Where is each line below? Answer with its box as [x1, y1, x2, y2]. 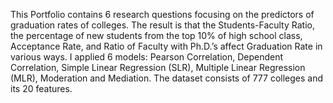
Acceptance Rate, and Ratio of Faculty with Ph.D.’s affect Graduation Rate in [10, 40, 323, 52]
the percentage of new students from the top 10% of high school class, [10, 30, 303, 41]
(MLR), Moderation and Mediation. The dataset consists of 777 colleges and [10, 72, 324, 84]
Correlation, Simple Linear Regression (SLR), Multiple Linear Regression [10, 62, 306, 73]
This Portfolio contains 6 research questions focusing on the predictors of [10, 9, 315, 20]
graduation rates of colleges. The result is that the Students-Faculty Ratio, [10, 19, 315, 31]
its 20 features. [10, 83, 73, 94]
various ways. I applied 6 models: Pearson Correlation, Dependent [10, 51, 284, 63]
